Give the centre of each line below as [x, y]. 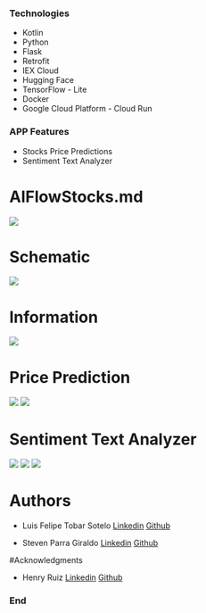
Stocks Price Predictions [67, 151]
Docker [36, 99]
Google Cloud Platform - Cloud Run [87, 109]
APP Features [39, 132]
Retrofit [36, 62]
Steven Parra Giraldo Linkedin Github [90, 543]
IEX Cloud [41, 70]
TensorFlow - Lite [54, 90]
